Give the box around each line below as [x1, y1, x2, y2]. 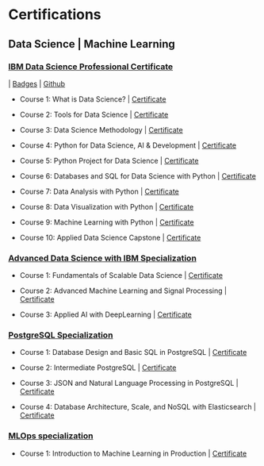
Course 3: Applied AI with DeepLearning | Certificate [19, 310, 192, 319]
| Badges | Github [8, 79, 66, 88]
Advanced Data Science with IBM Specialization [8, 252, 197, 264]
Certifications [8, 6, 101, 24]
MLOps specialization [8, 430, 94, 441]
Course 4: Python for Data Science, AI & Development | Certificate [19, 141, 236, 150]
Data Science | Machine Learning [8, 37, 176, 51]
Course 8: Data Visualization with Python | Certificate [19, 202, 194, 211]
